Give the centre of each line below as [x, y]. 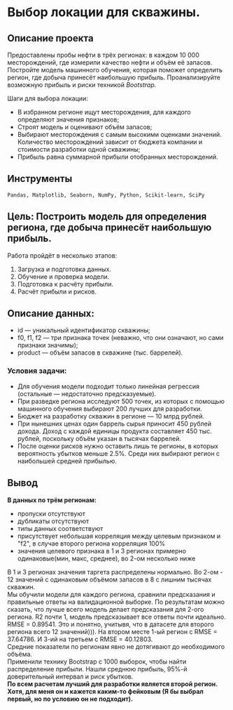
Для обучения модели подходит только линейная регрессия [108, 386]
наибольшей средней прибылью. [67, 461]
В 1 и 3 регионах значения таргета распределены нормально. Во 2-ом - [115, 572]
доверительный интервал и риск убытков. [70, 676]
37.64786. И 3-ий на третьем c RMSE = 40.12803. [80, 639]
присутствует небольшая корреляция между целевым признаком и [119, 536]
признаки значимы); [48, 346]
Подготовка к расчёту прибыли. [65, 284]
